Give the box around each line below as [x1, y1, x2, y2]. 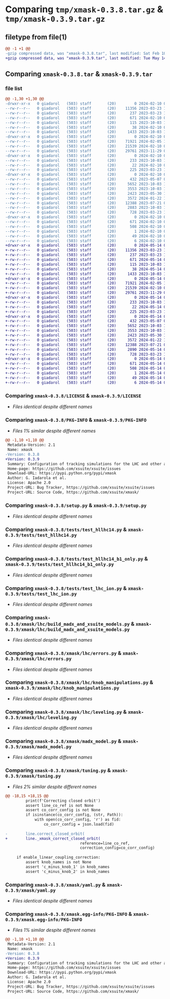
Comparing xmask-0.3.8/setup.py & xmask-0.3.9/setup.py [5, 502, 147, 509]
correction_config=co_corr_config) [80, 845, 155, 851]
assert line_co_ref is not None [25, 803, 94, 808]
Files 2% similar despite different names [12, 783, 97, 790]
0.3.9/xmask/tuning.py [5, 773, 61, 779]
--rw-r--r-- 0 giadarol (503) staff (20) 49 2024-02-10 [5, 233, 162, 238]
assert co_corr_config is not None [25, 807, 101, 813]
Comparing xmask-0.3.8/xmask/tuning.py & [5, 767, 111, 774]
